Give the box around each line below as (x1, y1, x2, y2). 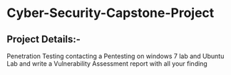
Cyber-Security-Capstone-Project (6, 5, 215, 21)
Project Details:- (6, 33, 81, 45)
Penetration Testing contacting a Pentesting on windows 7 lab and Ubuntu (6, 52, 225, 60)
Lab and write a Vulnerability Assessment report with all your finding (6, 59, 207, 68)
